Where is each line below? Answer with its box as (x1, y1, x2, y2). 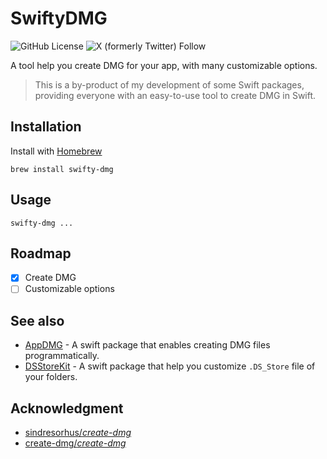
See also (10, 312, 65, 329)
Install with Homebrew (10, 145, 103, 157)
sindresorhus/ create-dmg (24, 427, 132, 439)
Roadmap (10, 245, 72, 262)
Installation (10, 118, 82, 136)
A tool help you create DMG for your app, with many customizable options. (10, 59, 318, 71)
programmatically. (24, 350, 100, 362)
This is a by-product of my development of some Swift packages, (34, 78, 305, 91)
